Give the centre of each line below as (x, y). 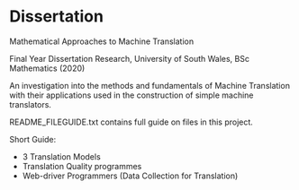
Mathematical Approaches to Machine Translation (102, 41)
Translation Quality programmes (82, 166)
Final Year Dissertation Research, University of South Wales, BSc (130, 58)
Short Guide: (33, 139)
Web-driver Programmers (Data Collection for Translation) (130, 176)
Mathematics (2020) (47, 68)
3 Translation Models (61, 156)
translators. (31, 104)
